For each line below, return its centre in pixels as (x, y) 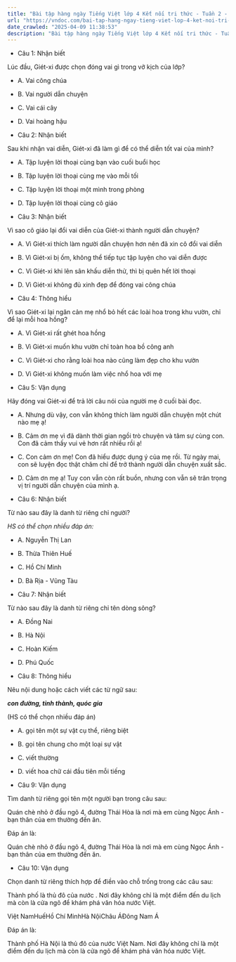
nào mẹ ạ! (32, 422)
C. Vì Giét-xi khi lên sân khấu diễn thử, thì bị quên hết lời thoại (106, 271)
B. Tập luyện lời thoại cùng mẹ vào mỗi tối (78, 176)
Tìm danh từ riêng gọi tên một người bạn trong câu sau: (87, 799)
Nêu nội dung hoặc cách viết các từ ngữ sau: (72, 690)
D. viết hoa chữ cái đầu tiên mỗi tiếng (71, 772)
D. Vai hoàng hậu (42, 122)
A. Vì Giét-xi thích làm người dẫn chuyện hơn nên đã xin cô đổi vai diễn (120, 244)
